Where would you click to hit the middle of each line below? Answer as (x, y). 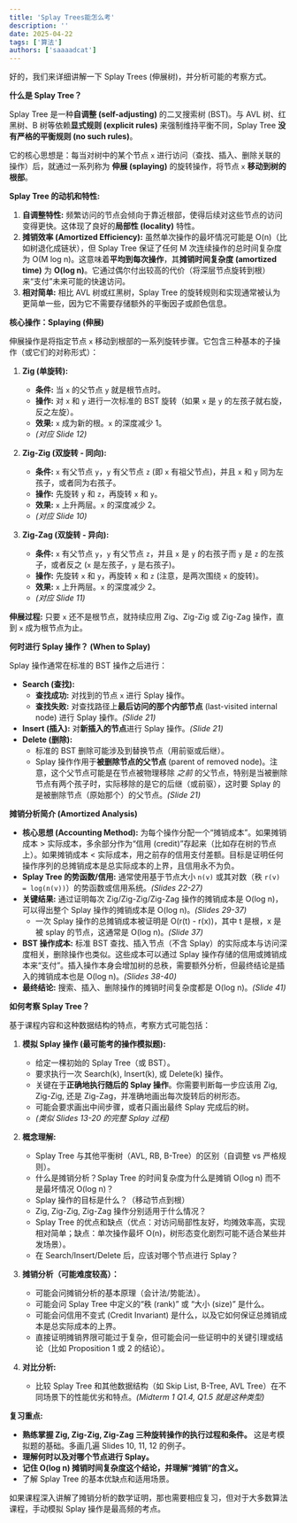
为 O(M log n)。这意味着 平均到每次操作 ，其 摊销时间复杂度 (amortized (149, 259)
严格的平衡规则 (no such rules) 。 (77, 136)
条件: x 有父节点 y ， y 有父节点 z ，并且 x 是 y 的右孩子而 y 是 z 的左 (156, 553)
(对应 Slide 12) (61, 434)
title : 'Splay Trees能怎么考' (62, 17)
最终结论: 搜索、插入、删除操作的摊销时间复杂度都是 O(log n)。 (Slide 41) (154, 987)
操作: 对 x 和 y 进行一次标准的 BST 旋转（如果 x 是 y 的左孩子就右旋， (161, 401)
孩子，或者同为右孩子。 (78, 483)
